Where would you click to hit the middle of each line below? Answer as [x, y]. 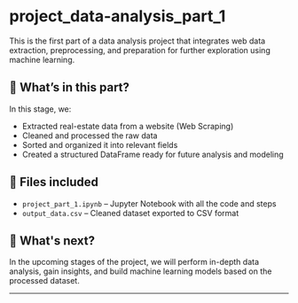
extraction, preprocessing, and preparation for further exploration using [140, 50]
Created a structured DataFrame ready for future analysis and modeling [153, 154]
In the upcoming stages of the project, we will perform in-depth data [134, 262]
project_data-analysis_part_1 [118, 16]
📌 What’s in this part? [70, 87]
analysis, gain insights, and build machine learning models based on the [141, 271]
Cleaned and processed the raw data [90, 136]
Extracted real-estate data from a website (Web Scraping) [128, 126]
